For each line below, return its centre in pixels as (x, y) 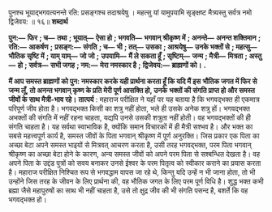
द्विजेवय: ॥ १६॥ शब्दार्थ (38, 21)
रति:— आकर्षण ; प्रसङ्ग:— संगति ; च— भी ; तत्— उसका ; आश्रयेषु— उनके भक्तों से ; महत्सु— (133, 47)
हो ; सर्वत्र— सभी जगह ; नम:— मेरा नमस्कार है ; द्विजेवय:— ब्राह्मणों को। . (112, 65)
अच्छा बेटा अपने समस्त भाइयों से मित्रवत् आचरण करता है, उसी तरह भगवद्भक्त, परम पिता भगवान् (130, 145)
